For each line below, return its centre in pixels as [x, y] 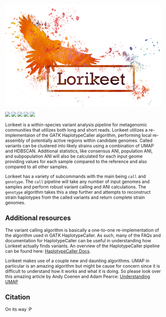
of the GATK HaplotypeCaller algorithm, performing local [94, 136]
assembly [15, 140]
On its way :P [19, 309]
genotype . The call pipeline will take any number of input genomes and [77, 181]
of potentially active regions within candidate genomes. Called [89, 140]
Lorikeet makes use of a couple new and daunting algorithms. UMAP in [77, 261]
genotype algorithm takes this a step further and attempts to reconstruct [78, 192]
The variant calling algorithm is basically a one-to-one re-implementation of [82, 230]
